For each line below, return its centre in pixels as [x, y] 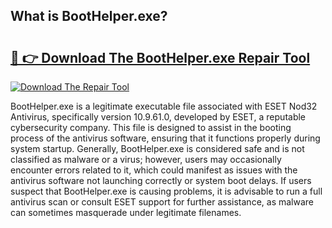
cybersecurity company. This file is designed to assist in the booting [151, 127]
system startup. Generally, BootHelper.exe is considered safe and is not [157, 148]
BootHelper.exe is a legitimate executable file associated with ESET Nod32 [164, 106]
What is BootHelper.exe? [89, 16]
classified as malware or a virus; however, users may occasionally [146, 159]
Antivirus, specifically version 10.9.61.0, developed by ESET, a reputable [158, 117]
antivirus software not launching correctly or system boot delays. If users [161, 180]
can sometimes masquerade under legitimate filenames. [126, 212]
